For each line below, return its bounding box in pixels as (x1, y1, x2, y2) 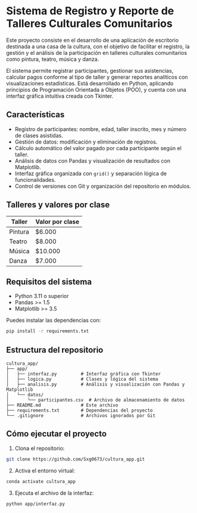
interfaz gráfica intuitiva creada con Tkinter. (6, 92, 114, 100)
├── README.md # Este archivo (6, 402, 118, 409)
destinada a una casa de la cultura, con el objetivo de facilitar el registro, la (6, 43, 190, 50)
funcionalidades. (14, 176, 56, 183)
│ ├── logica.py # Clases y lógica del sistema (6, 377, 159, 383)
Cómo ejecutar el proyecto (6, 429, 107, 439)
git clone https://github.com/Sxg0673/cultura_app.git (6, 456, 145, 462)
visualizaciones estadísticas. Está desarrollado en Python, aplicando (6, 79, 174, 87)
